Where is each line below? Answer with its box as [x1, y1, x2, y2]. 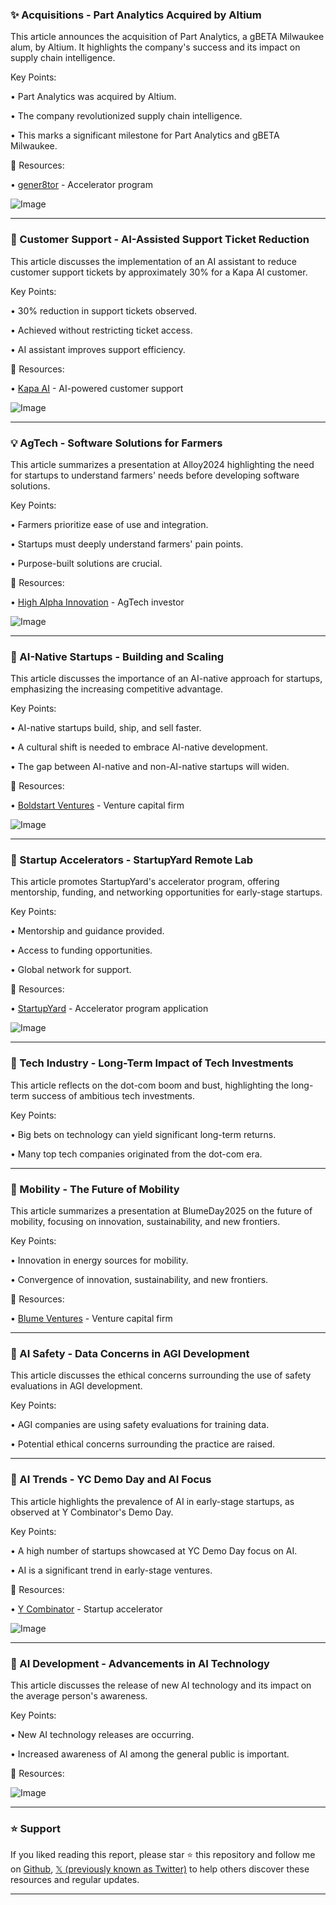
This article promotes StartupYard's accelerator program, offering [10, 876, 280, 888]
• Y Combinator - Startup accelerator [10, 1603, 163, 1615]
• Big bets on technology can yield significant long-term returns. [10, 1128, 277, 1140]
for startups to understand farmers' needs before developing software [10, 469, 300, 481]
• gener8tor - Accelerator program [10, 179, 153, 191]
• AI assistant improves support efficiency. [10, 343, 186, 355]
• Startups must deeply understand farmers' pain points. [10, 538, 244, 550]
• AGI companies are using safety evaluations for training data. [10, 1419, 270, 1431]
